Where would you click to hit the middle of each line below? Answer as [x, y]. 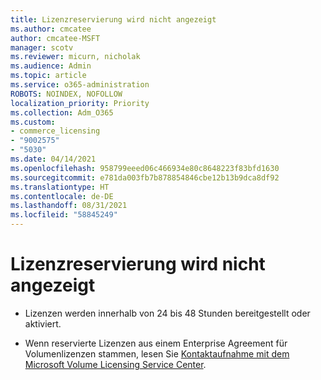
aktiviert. [43, 323]
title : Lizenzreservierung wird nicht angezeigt [113, 19]
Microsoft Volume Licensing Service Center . [115, 364]
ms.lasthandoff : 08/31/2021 [69, 206]
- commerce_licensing [55, 131]
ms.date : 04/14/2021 [53, 159]
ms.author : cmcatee [51, 29]
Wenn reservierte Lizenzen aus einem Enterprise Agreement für [156, 343]
